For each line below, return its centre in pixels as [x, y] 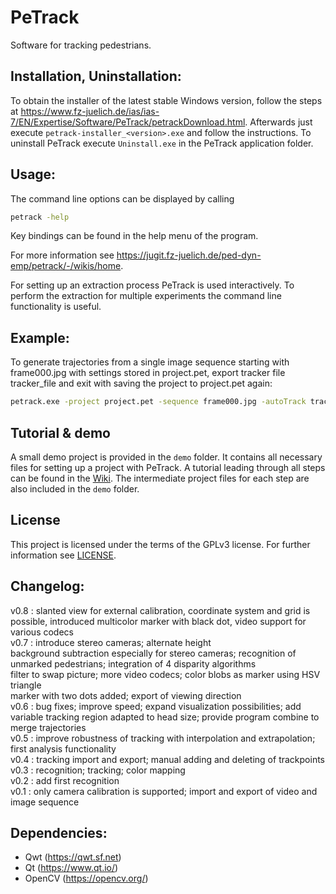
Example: [40, 337]
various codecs [42, 632]
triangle [26, 685]
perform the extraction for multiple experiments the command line [146, 296]
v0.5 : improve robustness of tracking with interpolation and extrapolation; [163, 738]
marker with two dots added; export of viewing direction [126, 695]
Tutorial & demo [60, 432]
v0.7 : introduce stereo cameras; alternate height [111, 642]
